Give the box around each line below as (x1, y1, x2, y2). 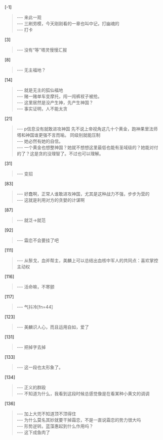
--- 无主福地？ (16, 67, 46, 73)
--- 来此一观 (16, 14, 42, 20)
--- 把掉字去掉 (16, 344, 46, 350)
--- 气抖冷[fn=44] (16, 304, 53, 310)
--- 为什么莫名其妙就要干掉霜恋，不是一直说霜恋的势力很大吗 (16, 417, 141, 423)
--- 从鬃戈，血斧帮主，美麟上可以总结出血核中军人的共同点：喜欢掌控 (16, 258, 159, 263)
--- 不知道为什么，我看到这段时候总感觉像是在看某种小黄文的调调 (16, 391, 150, 396)
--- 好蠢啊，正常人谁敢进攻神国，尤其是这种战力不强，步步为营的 (16, 191, 150, 197)
